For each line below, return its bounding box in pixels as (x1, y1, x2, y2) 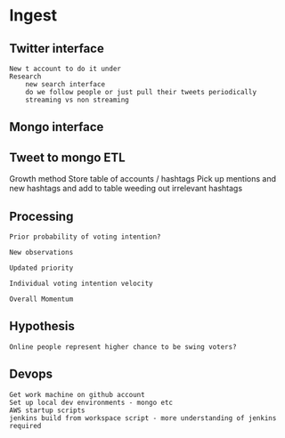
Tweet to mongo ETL (9, 150, 126, 165)
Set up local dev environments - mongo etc (9, 398, 174, 407)
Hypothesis (9, 319, 76, 334)
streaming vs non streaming (25, 95, 129, 104)
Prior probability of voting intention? (9, 232, 162, 241)
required (9, 421, 42, 430)
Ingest (9, 5, 58, 26)
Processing (9, 208, 74, 223)
